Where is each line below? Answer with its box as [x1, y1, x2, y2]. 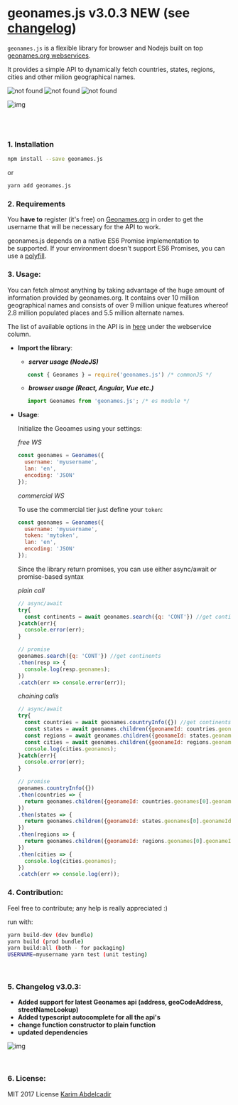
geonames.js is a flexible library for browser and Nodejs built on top [7, 43, 204, 52]
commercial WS [17, 491, 65, 500]
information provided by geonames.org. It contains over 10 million [7, 293, 200, 302]
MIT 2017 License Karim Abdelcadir [7, 1089, 112, 1098]
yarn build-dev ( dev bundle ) [7, 931, 94, 938]
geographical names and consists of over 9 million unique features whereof [7, 300, 229, 309]
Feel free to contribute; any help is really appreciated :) [7, 904, 168, 912]
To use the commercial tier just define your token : [17, 505, 163, 513]
